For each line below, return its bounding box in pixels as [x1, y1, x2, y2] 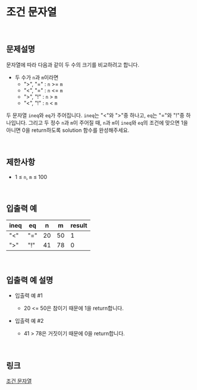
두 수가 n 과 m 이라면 [14, 74, 59, 81]
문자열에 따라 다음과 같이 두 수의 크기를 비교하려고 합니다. [6, 61, 140, 68]
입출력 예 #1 [14, 292, 43, 299]
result [70, 221, 87, 229]
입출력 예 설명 [6, 275, 54, 285]
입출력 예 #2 [14, 317, 44, 325]
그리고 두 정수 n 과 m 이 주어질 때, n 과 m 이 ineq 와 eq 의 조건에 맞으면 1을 [28, 119, 189, 126]
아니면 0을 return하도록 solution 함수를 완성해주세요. [6, 126, 130, 134]
